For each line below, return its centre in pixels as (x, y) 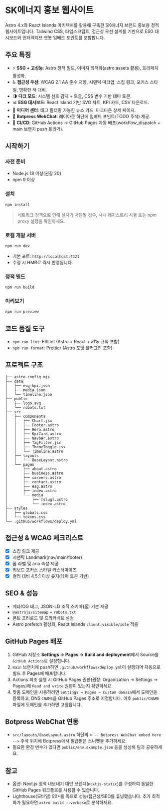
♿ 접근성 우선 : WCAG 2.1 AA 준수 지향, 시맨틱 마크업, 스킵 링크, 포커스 (81, 82)
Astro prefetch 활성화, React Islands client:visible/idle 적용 (75, 624)
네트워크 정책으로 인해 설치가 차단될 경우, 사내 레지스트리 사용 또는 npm (87, 215)
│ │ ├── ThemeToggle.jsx (35, 447)
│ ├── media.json (25, 390)
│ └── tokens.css (25, 517)
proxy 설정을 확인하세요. (41, 221)
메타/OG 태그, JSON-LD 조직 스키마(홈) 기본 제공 (60, 606)
